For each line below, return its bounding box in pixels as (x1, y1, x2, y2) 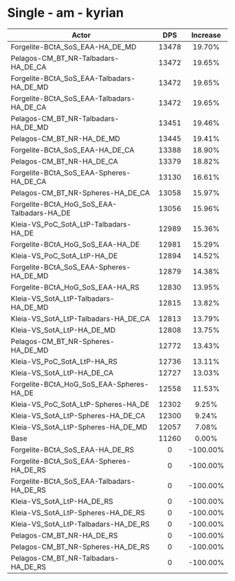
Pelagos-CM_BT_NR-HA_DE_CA (10, 156, 119, 166)
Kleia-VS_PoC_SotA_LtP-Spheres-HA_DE (10, 399, 150, 409)
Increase (191, 30, 222, 40)
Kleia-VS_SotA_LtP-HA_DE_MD (10, 325, 116, 335)
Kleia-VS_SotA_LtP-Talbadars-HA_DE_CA (10, 313, 150, 323)
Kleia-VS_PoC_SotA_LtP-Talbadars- (10, 219, 131, 229)
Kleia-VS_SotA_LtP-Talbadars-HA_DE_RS (10, 519, 150, 529)
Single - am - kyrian (7, 5, 124, 21)
